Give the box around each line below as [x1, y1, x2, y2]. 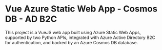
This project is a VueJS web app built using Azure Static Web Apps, [5, 29, 141, 35]
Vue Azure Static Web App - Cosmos [5, 3, 158, 14]
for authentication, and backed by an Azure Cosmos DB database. [5, 39, 138, 45]
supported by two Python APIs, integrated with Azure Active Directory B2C [5, 35, 156, 40]
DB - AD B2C [5, 13, 57, 25]
